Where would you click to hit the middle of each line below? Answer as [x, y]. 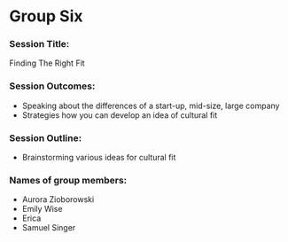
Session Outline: [46, 137]
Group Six [46, 16]
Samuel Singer [49, 228]
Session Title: [39, 44]
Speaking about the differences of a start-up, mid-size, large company [151, 105]
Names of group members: [68, 180]
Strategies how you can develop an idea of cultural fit [120, 115]
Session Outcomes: [52, 86]
